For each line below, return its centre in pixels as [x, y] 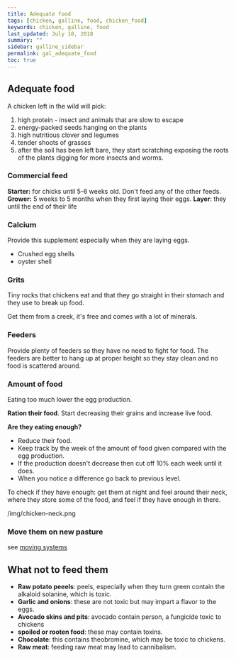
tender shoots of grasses [54, 142]
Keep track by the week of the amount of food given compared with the [122, 449]
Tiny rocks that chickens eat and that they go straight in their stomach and [116, 295]
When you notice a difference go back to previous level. [99, 478]
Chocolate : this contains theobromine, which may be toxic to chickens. [121, 640]
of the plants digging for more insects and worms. [91, 158]
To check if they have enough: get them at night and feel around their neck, [118, 492]
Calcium [22, 224]
